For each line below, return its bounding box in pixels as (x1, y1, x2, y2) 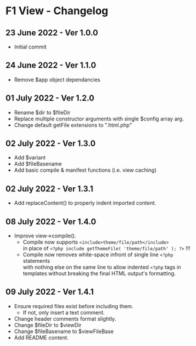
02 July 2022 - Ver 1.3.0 (5, 139, 96, 149)
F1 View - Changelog (5, 4, 108, 18)
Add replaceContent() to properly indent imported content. (14, 200, 157, 207)
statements (22, 257, 51, 265)
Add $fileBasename (14, 161, 62, 168)
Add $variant (14, 154, 46, 161)
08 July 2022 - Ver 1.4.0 (5, 217, 97, 227)
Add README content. (14, 334, 69, 341)
